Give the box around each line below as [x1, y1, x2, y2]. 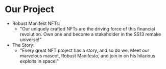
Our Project [5, 4, 55, 15]
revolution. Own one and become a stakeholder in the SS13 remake [19, 31, 161, 37]
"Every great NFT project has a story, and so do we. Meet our [19, 47, 149, 53]
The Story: [12, 42, 35, 48]
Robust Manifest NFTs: [12, 20, 61, 26]
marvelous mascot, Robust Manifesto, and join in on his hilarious [19, 52, 156, 59]
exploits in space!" [19, 58, 59, 64]
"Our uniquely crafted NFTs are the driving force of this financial [19, 25, 155, 31]
